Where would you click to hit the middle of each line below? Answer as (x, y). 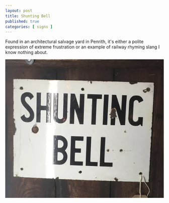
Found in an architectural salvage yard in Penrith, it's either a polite (74, 42)
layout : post (19, 11)
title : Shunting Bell (28, 16)
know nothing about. (26, 53)
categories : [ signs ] (29, 27)
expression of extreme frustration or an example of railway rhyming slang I (82, 47)
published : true (22, 21)
